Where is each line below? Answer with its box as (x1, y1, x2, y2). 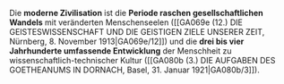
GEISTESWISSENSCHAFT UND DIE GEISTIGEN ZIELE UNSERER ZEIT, (9, 27, 265, 37)
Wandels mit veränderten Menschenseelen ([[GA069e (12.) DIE (9, 17, 244, 28)
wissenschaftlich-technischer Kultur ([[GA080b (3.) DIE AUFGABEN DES (9, 55, 276, 65)
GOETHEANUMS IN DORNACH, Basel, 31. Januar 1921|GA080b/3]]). (9, 64, 260, 75)
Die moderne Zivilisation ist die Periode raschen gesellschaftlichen (9, 8, 264, 18)
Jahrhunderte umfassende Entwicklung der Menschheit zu (9, 46, 232, 56)
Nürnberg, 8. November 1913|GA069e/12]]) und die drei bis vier (9, 36, 245, 46)
